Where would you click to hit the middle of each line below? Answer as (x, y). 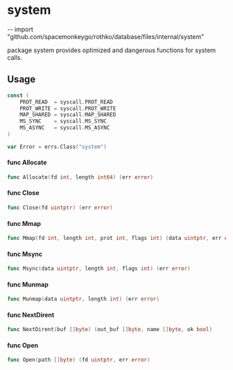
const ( (18, 95)
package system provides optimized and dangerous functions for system (112, 50)
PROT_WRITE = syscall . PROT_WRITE (68, 108)
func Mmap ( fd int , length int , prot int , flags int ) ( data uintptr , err (114, 239)
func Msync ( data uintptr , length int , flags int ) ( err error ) (99, 269)
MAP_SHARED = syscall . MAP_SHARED (68, 115)
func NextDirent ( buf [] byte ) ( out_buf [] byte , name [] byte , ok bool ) (110, 330)
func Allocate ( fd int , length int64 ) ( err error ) (80, 177)
